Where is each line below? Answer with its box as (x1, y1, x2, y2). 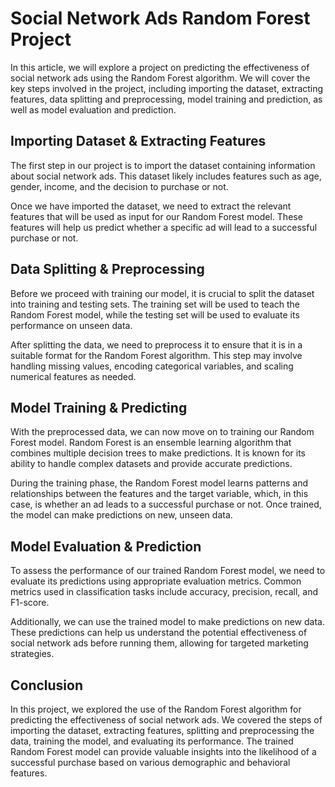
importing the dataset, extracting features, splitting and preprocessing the (10, 725, 315, 736)
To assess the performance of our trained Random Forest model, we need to (10, 565, 326, 577)
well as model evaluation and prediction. (10, 103, 177, 116)
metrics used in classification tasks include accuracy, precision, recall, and (10, 586, 318, 598)
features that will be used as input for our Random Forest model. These (10, 210, 303, 222)
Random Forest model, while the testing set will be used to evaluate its (10, 308, 300, 321)
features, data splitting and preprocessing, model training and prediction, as (10, 93, 323, 105)
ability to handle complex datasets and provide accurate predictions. (10, 458, 293, 470)
